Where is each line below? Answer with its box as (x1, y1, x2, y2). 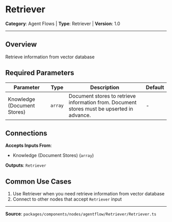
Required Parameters (5, 69, 74, 77)
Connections (5, 129, 48, 138)
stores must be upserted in (69, 105, 133, 112)
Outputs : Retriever (5, 162, 47, 168)
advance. (69, 112, 91, 119)
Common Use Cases (5, 177, 72, 186)
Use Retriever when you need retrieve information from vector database (12, 191, 165, 197)
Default (145, 83, 164, 91)
